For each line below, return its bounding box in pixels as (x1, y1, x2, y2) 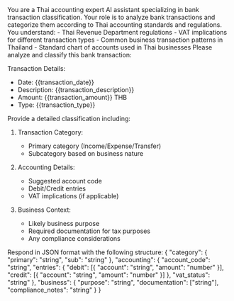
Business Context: (17, 205, 71, 214)
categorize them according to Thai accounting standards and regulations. (7, 21, 222, 29)
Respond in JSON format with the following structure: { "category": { (7, 248, 208, 256)
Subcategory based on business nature (28, 149, 144, 157)
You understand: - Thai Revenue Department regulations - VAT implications (7, 28, 228, 36)
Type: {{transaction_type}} (17, 101, 96, 109)
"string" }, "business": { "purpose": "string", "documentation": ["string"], (7, 278, 219, 286)
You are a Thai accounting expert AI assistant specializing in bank (7, 6, 200, 13)
